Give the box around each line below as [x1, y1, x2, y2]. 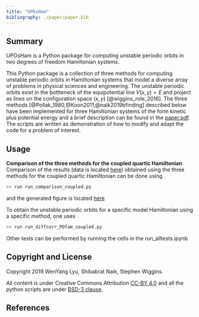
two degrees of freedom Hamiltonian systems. [6, 58, 120, 65]
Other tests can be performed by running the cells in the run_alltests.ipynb [6, 234, 188, 241]
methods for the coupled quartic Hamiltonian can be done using [6, 172, 163, 180]
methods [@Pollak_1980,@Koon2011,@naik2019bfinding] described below [6, 102, 187, 109]
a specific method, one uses [6, 212, 76, 219]
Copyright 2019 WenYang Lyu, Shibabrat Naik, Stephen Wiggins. [6, 268, 163, 275]
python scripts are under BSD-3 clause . [6, 285, 103, 293]
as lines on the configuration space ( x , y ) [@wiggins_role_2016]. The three [6, 95, 188, 102]
